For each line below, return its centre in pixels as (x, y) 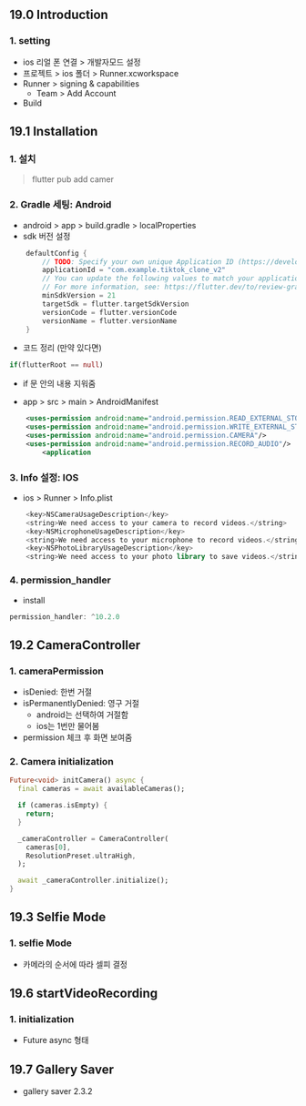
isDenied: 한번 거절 (57, 692)
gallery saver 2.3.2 (57, 1091)
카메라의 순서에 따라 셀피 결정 (75, 964)
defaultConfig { (57, 253)
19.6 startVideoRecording (83, 994)
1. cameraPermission (57, 671)
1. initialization (42, 1019)
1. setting (30, 41)
